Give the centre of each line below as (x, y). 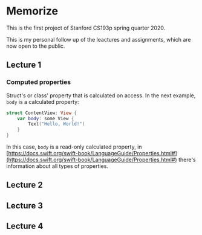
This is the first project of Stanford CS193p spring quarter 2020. (86, 28)
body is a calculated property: (43, 101)
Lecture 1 (24, 65)
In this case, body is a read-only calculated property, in (74, 147)
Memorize (32, 11)
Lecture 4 (25, 226)
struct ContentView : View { (42, 113)
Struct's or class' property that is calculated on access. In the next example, (101, 95)
